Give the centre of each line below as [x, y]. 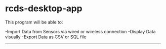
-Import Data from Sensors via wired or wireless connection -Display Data [80, 31]
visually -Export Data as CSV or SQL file [46, 37]
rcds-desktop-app [44, 9]
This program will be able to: [34, 22]
